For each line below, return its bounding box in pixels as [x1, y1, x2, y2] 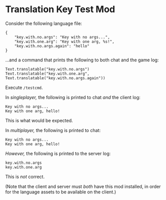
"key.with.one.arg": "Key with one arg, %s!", [14, 39, 115, 44]
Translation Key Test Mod [5, 4, 115, 15]
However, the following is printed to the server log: [5, 150, 111, 156]
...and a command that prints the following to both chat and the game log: [5, 57, 159, 63]
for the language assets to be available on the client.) [5, 189, 116, 195]
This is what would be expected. [5, 117, 73, 123]
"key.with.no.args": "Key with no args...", [14, 35, 110, 40]
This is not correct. [5, 174, 45, 180]
